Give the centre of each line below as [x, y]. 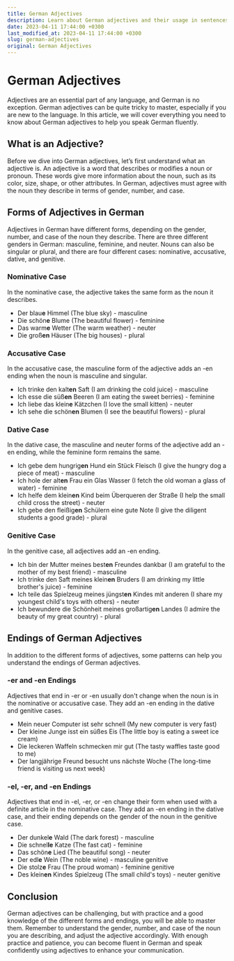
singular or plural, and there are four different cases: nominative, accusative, [117, 251]
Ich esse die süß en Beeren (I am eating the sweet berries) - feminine [116, 397]
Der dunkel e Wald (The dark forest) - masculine [86, 838]
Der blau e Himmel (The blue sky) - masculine [82, 313]
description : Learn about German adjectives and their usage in [102, 20]
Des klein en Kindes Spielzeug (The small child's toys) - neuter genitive [119, 875]
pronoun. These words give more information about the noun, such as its [112, 176]
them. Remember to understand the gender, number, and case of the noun [114, 928]
